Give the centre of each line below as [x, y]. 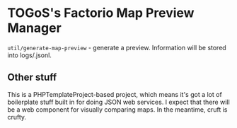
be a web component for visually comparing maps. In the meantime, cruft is [117, 109]
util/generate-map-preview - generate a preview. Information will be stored [117, 47]
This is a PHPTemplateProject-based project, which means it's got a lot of [115, 94]
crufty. [17, 117]
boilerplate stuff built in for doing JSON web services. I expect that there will [118, 102]
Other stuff [32, 77]
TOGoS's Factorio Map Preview [101, 13]
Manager [34, 28]
